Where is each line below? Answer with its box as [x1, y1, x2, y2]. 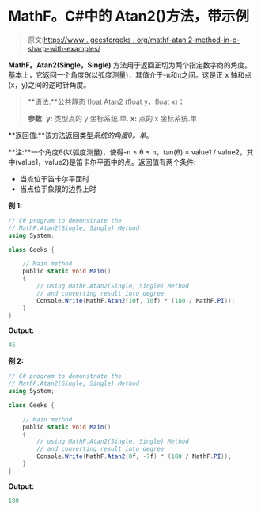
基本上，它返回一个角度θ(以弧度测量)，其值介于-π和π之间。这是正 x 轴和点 [8, 70, 252, 79]
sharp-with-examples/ [27, 44, 101, 53]
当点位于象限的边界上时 [19, 184, 96, 193]
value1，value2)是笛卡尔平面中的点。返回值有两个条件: [17, 157, 196, 166]
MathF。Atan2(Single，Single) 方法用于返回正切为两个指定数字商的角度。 [8, 60, 252, 70]
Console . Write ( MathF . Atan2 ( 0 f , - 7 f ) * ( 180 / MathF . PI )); [36, 452, 232, 460]
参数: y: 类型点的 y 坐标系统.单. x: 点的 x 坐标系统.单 [27, 113, 198, 123]
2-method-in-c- [187, 35, 240, 44]
